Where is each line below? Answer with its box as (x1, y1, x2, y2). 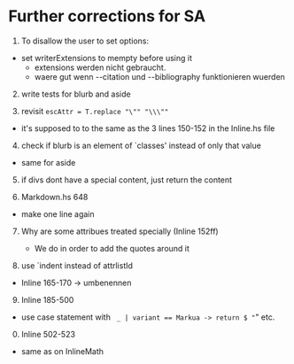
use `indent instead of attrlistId (20, 259, 134, 271)
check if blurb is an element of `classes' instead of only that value (20, 140, 262, 151)
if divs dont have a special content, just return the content (20, 174, 232, 185)
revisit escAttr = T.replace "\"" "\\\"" (20, 105, 169, 116)
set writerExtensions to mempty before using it (20, 52, 192, 63)
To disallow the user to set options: (20, 35, 150, 46)
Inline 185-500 (20, 294, 74, 305)
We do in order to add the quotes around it (34, 243, 190, 253)
